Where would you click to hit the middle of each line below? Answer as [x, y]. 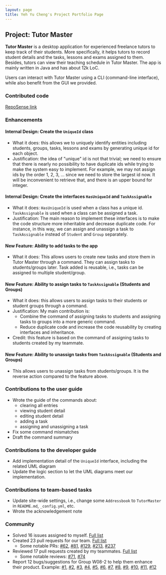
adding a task [34, 421]
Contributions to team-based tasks [49, 490]
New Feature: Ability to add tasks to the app [52, 246]
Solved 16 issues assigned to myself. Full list [58, 535]
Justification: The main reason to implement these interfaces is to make [86, 218]
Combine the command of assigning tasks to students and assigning [90, 316]
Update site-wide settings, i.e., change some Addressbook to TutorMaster [87, 501]
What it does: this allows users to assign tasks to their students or [80, 301]
